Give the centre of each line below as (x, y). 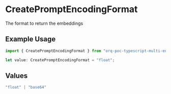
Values (17, 76)
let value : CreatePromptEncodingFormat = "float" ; (60, 60)
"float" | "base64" (26, 87)
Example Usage (31, 39)
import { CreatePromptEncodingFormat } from (53, 51)
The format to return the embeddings (44, 23)
